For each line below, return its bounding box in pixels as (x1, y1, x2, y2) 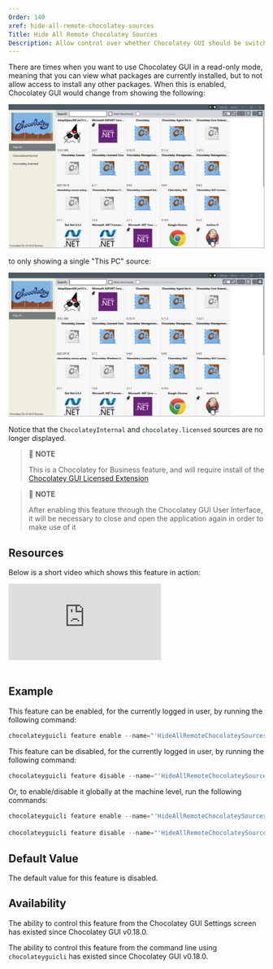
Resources (8, 546, 64, 560)
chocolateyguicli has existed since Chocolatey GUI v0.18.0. (8, 951, 209, 961)
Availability (8, 897, 67, 910)
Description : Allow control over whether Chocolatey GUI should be (8, 39, 242, 47)
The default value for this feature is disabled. (8, 873, 158, 883)
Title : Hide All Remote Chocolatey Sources (8, 30, 158, 38)
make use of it (28, 522, 76, 532)
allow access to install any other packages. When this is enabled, (8, 80, 227, 89)
